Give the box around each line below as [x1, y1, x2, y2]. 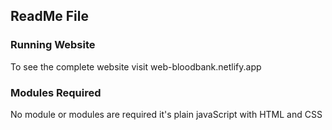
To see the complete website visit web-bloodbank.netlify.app [10, 60, 262, 73]
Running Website [10, 38, 96, 52]
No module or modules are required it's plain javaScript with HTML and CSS [10, 108, 323, 120]
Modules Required [10, 85, 102, 99]
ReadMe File [10, 8, 89, 25]
